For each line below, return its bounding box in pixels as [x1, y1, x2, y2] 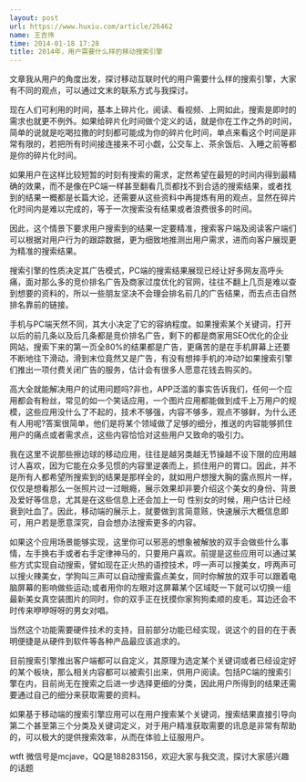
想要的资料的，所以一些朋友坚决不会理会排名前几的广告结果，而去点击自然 [16, 288, 297, 299]
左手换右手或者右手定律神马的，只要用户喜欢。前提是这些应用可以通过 [25, 548, 289, 559]
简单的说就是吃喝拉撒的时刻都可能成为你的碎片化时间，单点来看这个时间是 [9, 127, 289, 138]
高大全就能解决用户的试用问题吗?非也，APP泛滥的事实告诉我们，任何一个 [9, 384, 285, 395]
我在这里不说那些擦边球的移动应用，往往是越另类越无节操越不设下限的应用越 [9, 449, 297, 460]
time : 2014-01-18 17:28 [9, 38, 100, 48]
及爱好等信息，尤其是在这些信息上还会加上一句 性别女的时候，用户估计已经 [9, 495, 291, 506]
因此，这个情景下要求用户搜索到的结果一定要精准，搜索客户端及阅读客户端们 [9, 223, 297, 234]
